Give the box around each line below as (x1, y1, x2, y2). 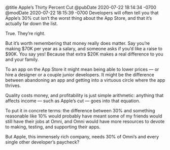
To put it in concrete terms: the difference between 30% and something (5, 108, 155, 113)
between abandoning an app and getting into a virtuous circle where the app (5, 77, 165, 83)
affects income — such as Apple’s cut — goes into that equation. (5, 98, 141, 104)
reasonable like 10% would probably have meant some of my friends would (5, 113, 162, 119)
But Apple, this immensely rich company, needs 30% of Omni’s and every (5, 134, 159, 139)
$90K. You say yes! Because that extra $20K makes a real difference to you (5, 51, 163, 57)
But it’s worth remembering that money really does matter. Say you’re (5, 40, 150, 46)
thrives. (5, 82, 21, 88)
